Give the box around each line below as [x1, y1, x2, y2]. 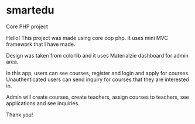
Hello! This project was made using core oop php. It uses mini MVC [6, 34, 169, 41]
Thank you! [6, 111, 33, 118]
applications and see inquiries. [6, 99, 80, 106]
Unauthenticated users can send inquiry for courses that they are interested [6, 76, 189, 83]
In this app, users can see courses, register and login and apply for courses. [6, 69, 190, 76]
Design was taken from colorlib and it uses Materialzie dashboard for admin [6, 52, 189, 59]
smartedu [6, 4, 54, 17]
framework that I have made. [6, 41, 76, 48]
